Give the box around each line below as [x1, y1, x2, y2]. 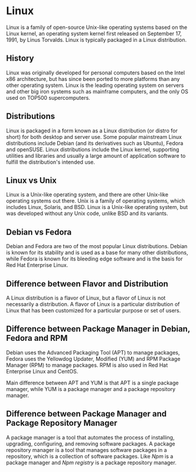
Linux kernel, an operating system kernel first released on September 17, [6, 30, 182, 37]
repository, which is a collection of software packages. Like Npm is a [6, 453, 174, 460]
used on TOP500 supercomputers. [6, 94, 90, 101]
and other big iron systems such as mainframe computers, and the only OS [6, 87, 189, 95]
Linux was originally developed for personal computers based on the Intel [6, 69, 185, 76]
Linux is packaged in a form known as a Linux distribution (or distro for [6, 127, 178, 134]
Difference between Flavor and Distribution [6, 279, 168, 289]
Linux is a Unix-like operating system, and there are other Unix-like [6, 191, 169, 198]
